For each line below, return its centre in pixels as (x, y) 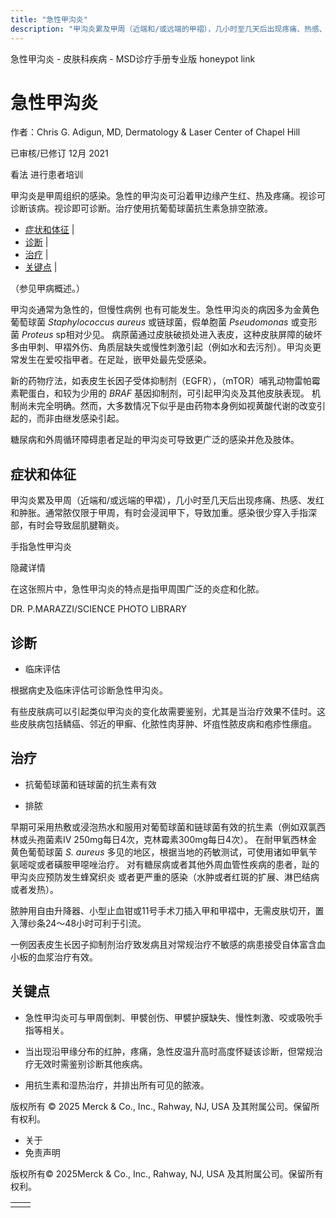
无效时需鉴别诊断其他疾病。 (90, 1063)
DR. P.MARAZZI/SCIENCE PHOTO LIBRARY (99, 609)
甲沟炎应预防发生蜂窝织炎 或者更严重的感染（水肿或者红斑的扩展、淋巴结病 (165, 877)
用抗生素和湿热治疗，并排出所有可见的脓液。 (117, 1085)
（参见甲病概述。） (47, 288)
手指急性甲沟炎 (41, 547)
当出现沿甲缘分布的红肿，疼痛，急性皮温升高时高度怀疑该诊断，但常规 (169, 1051)
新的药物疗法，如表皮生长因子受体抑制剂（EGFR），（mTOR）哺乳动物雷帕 (161, 381)
